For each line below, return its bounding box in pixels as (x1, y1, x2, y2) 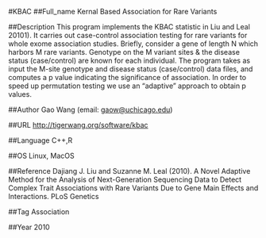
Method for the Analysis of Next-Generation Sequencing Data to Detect (8, 175, 242, 184)
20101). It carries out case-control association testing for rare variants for (8, 31, 248, 40)
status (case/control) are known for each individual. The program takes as (8, 56, 251, 65)
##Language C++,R (8, 136, 73, 145)
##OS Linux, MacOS (8, 151, 75, 160)
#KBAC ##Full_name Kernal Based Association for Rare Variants (8, 7, 218, 16)
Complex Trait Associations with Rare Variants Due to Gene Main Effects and (8, 183, 259, 193)
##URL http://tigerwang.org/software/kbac (8, 121, 148, 129)
